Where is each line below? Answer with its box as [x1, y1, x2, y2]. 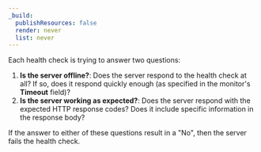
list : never [15, 33, 55, 42]
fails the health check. [8, 136, 81, 146]
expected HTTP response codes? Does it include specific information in [19, 104, 255, 114]
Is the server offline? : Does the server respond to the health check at [19, 70, 247, 80]
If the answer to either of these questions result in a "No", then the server [8, 128, 248, 138]
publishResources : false [15, 19, 97, 27]
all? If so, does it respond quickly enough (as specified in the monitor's [19, 79, 251, 89]
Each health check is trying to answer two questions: [8, 55, 180, 65]
